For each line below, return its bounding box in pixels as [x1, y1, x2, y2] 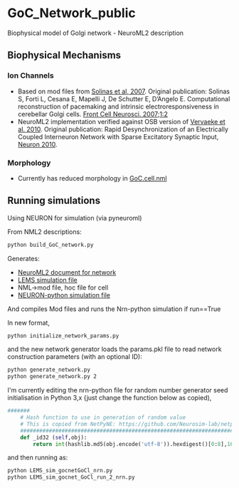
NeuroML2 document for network [17, 268, 117, 276]
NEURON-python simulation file [17, 290, 110, 299]
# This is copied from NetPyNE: [20, 420, 116, 427]
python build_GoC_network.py [7, 241, 94, 248]
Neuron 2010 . [17, 140, 58, 148]
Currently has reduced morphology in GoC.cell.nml [17, 173, 167, 183]
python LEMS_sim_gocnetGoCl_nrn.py [7, 467, 113, 474]
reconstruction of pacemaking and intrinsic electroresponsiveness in [17, 102, 219, 111]
